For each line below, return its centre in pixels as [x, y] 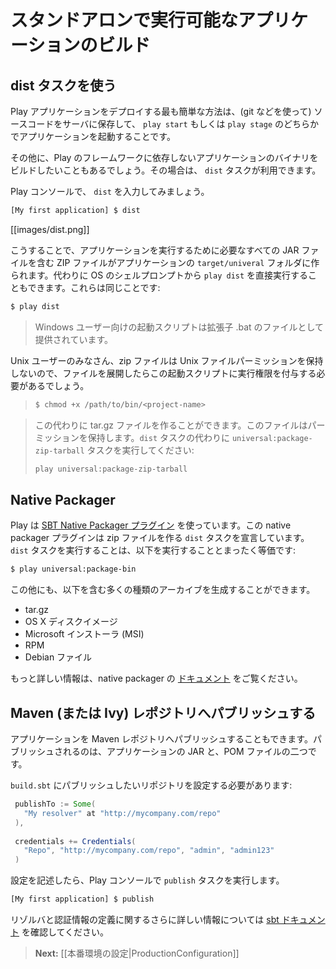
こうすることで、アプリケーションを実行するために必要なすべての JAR [155, 250]
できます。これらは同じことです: [94, 287]
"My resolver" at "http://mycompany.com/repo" [122, 813]
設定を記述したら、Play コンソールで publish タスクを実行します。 [147, 880]
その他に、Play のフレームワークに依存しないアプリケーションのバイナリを [164, 157]
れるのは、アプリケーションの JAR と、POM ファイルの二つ [185, 751]
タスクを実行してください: [140, 450]
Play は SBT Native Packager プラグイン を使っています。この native [151, 525]
